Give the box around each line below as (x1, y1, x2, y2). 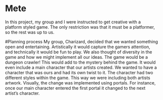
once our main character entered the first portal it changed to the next (5, 85, 146, 91)
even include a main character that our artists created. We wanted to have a (5, 64, 157, 70)
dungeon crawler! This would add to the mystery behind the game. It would (5, 59, 156, 65)
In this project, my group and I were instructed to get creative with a (5, 19, 141, 25)
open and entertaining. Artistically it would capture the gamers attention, (5, 44, 150, 50)
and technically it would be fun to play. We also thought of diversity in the (5, 49, 152, 55)
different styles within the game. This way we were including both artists (5, 75, 150, 81)
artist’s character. (5, 90, 40, 96)
